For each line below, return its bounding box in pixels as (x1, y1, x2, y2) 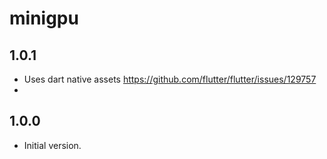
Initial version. (23, 139, 82, 151)
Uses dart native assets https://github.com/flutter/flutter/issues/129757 (23, 73, 317, 85)
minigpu (9, 7, 79, 30)
